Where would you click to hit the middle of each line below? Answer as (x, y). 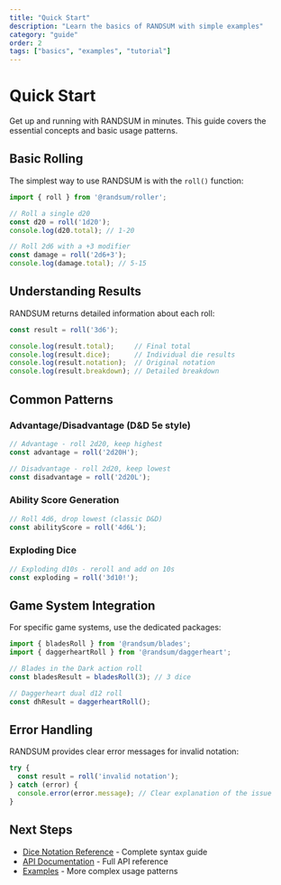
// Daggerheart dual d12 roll (66, 693)
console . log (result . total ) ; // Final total (100, 346)
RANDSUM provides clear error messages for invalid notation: (124, 751)
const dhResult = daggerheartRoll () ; (80, 702)
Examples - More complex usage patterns (100, 871)
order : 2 (26, 43)
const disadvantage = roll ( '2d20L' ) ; (80, 477)
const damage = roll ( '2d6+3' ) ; (68, 255)
